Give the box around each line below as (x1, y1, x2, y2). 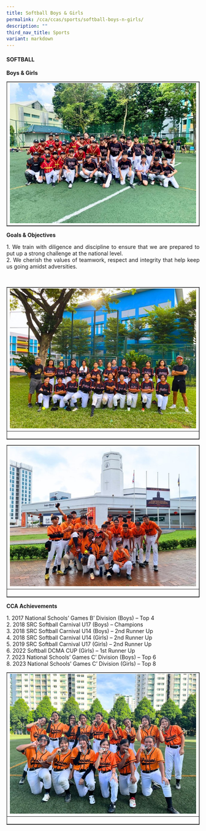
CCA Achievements (6, 602, 58, 610)
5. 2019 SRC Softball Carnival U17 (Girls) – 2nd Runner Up (6, 640, 152, 648)
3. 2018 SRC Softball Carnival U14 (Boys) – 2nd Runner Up (6, 628, 153, 635)
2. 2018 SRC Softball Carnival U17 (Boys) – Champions (6, 621, 143, 628)
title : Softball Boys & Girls (6, 10, 84, 16)
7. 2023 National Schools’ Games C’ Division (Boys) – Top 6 (6, 653, 156, 661)
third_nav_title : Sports (6, 30, 70, 36)
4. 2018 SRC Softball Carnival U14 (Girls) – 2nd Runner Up (6, 634, 153, 642)
